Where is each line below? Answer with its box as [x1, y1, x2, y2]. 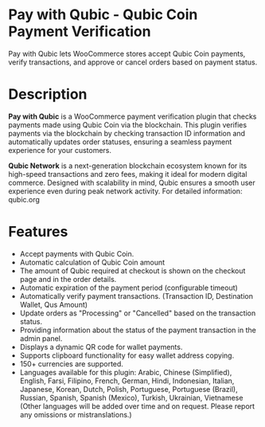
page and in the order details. [19, 274, 117, 284]
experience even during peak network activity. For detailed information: [8, 186, 243, 196]
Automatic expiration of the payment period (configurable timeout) [19, 283, 239, 292]
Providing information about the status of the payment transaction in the [19, 325, 256, 335]
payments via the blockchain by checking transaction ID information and [8, 128, 245, 138]
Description [8, 85, 88, 104]
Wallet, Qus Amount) [19, 300, 88, 309]
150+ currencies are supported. [19, 358, 123, 368]
